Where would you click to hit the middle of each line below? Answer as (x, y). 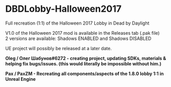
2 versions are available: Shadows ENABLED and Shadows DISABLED (78, 38)
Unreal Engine (20, 79)
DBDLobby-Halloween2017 (63, 9)
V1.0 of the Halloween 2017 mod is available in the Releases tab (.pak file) (82, 33)
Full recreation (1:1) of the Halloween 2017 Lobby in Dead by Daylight (77, 23)
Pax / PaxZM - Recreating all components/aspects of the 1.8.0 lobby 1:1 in (85, 73)
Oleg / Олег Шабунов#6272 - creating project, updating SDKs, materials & (86, 58)
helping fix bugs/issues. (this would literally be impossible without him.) (83, 63)
